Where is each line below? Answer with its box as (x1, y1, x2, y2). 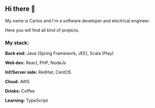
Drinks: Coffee (5, 88, 35, 94)
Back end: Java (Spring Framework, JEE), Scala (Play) (5, 51, 114, 56)
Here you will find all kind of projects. (5, 27, 80, 33)
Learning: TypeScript (5, 98, 48, 104)
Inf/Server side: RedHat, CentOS (5, 69, 71, 75)
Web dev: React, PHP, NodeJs (5, 60, 67, 66)
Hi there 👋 (5, 5, 35, 13)
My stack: (5, 39, 29, 46)
